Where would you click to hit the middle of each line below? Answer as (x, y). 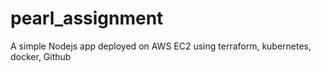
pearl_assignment (87, 18)
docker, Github (41, 56)
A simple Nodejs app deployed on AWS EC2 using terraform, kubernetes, (161, 46)
